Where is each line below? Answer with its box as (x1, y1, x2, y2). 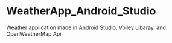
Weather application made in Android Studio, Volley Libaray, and (6, 24, 166, 31)
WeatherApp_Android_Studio (6, 4, 156, 18)
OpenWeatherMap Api (6, 30, 62, 37)
